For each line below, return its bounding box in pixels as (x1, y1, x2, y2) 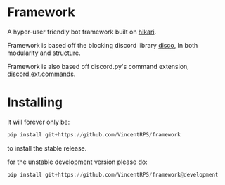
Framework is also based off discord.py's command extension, (7, 62, 190, 70)
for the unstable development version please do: (7, 158, 148, 166)
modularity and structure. (7, 49, 81, 57)
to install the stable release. (7, 143, 87, 152)
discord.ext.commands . (7, 70, 76, 78)
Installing (7, 94, 63, 110)
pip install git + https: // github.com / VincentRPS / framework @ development (7, 171, 219, 178)
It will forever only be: (7, 117, 70, 126)
